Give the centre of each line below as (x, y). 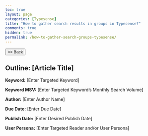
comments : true (21, 28)
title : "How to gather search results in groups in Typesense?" (73, 23)
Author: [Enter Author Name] (35, 99)
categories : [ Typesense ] (31, 19)
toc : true (15, 10)
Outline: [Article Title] (39, 68)
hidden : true (19, 33)
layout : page (19, 14)
